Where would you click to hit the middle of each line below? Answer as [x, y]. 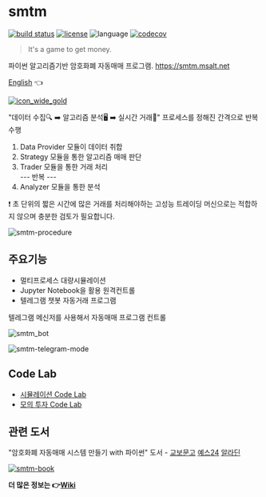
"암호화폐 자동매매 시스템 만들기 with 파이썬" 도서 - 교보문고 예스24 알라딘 [125, 453]
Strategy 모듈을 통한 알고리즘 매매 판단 [81, 156]
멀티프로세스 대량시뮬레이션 [63, 280]
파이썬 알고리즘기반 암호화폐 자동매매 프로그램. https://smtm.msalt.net [119, 66]
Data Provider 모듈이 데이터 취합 [71, 146]
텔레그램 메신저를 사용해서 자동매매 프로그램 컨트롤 [87, 317]
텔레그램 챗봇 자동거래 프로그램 [68, 300]
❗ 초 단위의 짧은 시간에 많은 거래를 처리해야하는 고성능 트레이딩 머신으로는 [123, 203]
